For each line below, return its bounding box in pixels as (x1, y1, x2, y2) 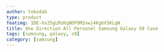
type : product (6, 14, 42, 20)
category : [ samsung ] (6, 36, 59, 42)
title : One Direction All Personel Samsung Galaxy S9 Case (6, 25, 159, 32)
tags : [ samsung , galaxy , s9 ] (6, 31, 80, 37)
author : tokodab (6, 8, 47, 15)
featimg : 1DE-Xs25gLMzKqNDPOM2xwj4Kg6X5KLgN (6, 20, 120, 26)
